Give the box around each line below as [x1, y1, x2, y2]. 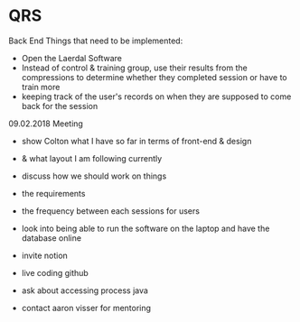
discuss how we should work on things [21, 170, 167, 181]
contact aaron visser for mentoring [21, 302, 151, 313]
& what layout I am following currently [21, 152, 163, 163]
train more [21, 81, 61, 92]
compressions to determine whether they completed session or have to [21, 71, 287, 82]
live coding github [21, 267, 89, 278]
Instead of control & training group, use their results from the [21, 62, 248, 73]
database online [21, 232, 82, 244]
